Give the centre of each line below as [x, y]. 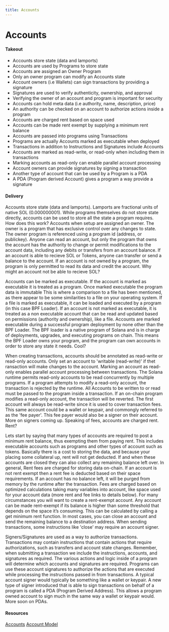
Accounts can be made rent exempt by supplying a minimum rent [80, 125]
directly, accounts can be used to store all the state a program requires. [79, 218]
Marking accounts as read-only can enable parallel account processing [87, 163]
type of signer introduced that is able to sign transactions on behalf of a [80, 585]
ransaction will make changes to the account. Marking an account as [77, 367]
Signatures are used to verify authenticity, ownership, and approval [82, 93]
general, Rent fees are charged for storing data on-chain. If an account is [81, 468]
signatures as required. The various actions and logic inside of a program [81, 559]
